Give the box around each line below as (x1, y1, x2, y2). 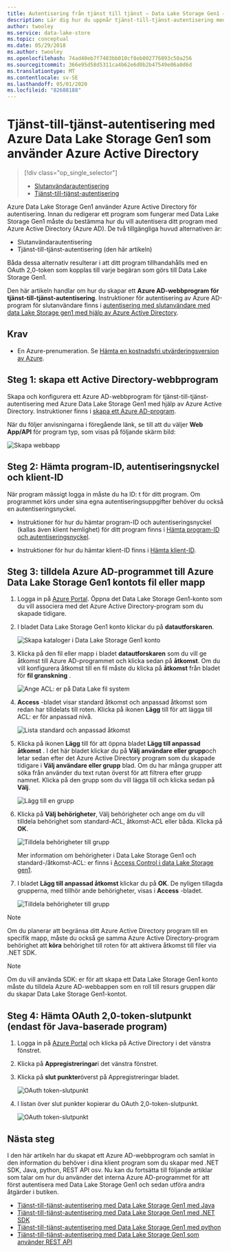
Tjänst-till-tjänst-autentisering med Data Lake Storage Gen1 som (16, 1230, 199, 1238)
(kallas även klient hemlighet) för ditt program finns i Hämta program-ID (16, 525, 220, 534)
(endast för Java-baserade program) (7, 1021, 168, 1032)
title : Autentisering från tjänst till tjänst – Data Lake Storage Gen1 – (7, 10, 226, 17)
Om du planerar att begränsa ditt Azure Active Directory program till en (7, 927, 208, 935)
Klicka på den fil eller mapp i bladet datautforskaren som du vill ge (16, 649, 207, 658)
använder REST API (16, 1238, 73, 1246)
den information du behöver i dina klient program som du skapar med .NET (7, 1158, 219, 1167)
